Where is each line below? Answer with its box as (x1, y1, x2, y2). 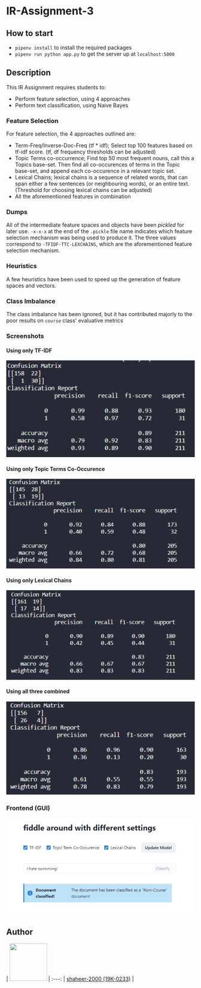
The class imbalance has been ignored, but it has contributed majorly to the (6, 311, 193, 317)
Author (6, 927, 33, 937)
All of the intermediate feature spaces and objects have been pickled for (6, 221, 184, 229)
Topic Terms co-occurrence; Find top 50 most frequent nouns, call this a (14, 155, 194, 162)
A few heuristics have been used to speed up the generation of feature (6, 275, 181, 283)
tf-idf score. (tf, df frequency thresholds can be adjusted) (14, 148, 156, 155)
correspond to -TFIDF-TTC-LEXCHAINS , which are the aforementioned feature (6, 241, 193, 248)
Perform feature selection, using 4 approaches (14, 95, 130, 103)
